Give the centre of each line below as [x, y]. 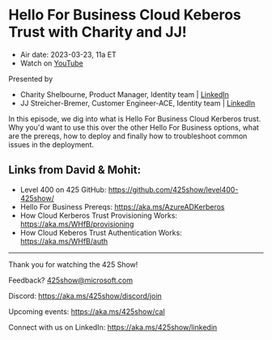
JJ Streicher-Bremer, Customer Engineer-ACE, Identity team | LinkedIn [138, 103]
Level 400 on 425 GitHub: [63, 189]
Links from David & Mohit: [75, 170]
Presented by [31, 79]
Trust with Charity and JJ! [98, 32]
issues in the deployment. [51, 144]
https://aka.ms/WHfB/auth [64, 241]
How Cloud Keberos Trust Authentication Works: [101, 232]
